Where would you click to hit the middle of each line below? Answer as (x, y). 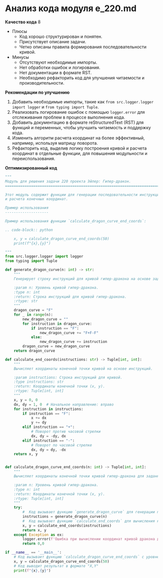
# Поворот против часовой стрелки (66, 432)
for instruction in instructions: (49, 409)
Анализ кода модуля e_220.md (71, 8)
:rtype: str (26, 301)
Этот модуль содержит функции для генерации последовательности (71, 195)
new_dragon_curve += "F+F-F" (69, 333)
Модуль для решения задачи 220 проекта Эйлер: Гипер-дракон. (68, 181)
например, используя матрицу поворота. (55, 143)
